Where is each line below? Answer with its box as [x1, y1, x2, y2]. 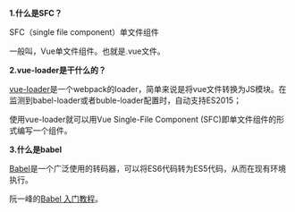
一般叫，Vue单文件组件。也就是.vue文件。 [9, 46, 165, 56]
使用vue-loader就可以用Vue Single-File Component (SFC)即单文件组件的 [9, 114, 277, 124]
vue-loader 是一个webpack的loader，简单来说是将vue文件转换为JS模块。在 [9, 84, 287, 94]
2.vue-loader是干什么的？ [9, 65, 107, 75]
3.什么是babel [9, 144, 63, 155]
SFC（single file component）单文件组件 [9, 27, 159, 38]
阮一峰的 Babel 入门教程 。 [9, 193, 104, 204]
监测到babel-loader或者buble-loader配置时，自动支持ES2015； [9, 95, 241, 106]
